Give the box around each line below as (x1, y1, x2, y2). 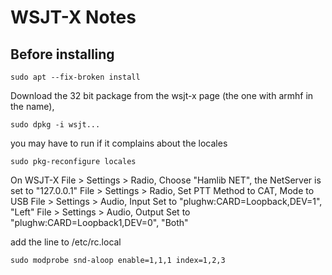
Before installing (10, 46, 115, 63)
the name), (10, 101, 55, 112)
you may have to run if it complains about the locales (10, 137, 228, 149)
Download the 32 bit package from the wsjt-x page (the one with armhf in (10, 90, 314, 101)
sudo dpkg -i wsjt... (10, 120, 101, 130)
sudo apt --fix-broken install (10, 72, 141, 82)
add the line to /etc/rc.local (10, 236, 122, 248)
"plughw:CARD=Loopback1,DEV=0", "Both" (10, 217, 189, 228)
